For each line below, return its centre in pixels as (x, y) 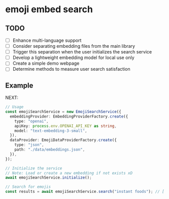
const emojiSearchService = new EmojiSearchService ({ (63, 112)
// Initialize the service (34, 168)
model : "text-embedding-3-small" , (51, 131)
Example (19, 85)
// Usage (14, 107)
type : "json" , (29, 145)
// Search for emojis (28, 187)
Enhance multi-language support (47, 40)
